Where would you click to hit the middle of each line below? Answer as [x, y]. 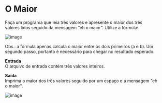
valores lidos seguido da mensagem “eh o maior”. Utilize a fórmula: [72, 27]
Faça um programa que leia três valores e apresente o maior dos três [74, 22]
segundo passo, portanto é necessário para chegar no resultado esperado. [80, 51]
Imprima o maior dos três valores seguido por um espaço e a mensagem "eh [81, 81]
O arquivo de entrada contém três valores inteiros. [55, 66]
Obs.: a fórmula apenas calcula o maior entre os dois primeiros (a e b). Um [79, 46]
